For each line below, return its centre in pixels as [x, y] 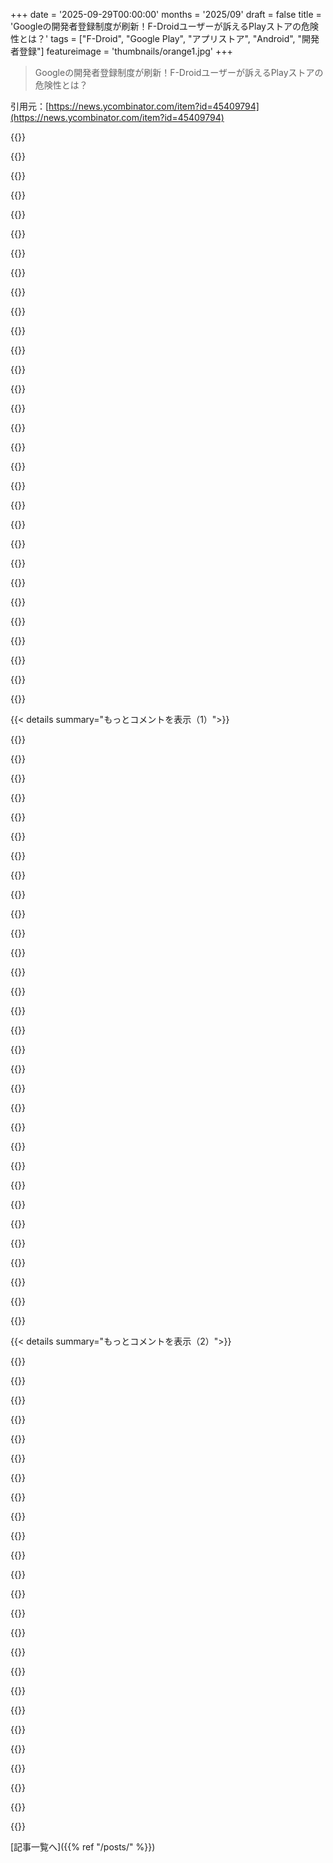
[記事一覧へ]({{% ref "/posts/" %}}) [83, 1847]
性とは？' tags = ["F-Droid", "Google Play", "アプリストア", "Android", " [156, 38]
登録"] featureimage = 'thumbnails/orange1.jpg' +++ [125, 51]
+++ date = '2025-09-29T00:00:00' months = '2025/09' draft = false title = [166, 14]
